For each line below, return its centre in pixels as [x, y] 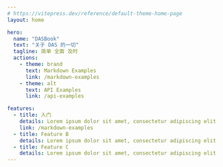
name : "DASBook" [36, 38]
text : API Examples [53, 90]
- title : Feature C [41, 147]
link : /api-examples [55, 96]
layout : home [26, 20]
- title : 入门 [32, 115]
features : [21, 109]
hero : [15, 32]
